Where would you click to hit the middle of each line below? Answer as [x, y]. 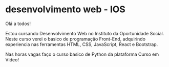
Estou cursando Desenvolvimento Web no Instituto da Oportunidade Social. [85, 33]
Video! [12, 59]
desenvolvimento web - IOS [65, 9]
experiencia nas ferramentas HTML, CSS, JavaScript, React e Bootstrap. [82, 44]
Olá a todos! [18, 24]
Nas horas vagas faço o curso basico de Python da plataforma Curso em [82, 54]
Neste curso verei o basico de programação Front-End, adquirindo [76, 39]
